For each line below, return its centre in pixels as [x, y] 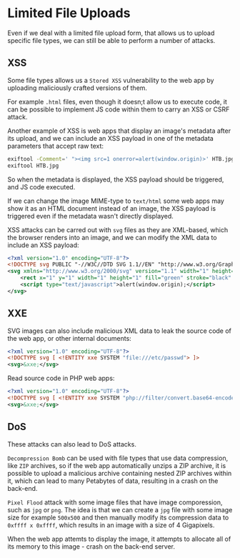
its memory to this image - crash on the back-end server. [91, 546]
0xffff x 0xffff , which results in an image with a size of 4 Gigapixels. [111, 525]
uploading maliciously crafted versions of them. [77, 88]
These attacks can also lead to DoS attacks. [72, 444]
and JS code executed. [41, 186]
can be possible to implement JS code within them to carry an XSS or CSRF [119, 109]
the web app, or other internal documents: [70, 338]
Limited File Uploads [69, 13]
